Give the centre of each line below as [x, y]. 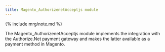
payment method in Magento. [35, 44]
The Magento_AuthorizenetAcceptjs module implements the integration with [83, 33]
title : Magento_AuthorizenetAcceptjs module [52, 10]
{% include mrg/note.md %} [34, 24]
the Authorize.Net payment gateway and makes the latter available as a [78, 39]
